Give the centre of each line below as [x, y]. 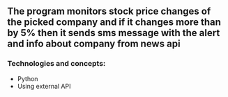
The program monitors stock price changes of [109, 11]
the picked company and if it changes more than [114, 23]
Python [28, 78]
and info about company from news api [94, 44]
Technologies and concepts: [56, 64]
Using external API [44, 86]
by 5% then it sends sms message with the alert [114, 33]
